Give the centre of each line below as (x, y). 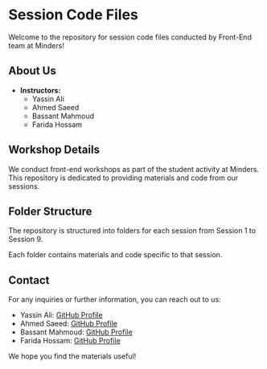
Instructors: (40, 90)
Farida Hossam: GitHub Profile (70, 341)
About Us (32, 71)
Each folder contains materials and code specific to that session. (115, 255)
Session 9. (26, 240)
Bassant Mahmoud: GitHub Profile (76, 332)
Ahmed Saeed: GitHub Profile (69, 324)
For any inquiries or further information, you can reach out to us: (115, 300)
